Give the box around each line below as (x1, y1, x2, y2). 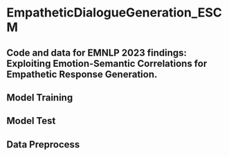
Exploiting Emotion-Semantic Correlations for (6, 57, 208, 70)
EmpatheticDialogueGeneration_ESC (6, 5, 222, 21)
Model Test (6, 115, 56, 127)
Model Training (6, 92, 73, 103)
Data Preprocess (6, 138, 80, 150)
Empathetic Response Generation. (6, 68, 158, 80)
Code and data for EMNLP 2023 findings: (6, 47, 187, 59)
